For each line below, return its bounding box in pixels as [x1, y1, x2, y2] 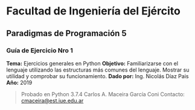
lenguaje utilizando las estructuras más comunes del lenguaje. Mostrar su [6, 66, 190, 73]
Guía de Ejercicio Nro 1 [6, 46, 74, 55]
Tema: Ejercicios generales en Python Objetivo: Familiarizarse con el [6, 60, 179, 67]
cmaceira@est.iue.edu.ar [21, 97, 84, 104]
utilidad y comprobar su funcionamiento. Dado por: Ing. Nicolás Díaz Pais [6, 72, 189, 79]
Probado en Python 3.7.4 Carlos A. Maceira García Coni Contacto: [21, 90, 185, 97]
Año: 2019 [6, 79, 33, 86]
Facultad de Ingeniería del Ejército [6, 4, 181, 18]
